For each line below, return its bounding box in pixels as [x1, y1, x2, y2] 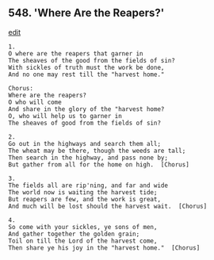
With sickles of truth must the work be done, [8, 63, 165, 71]
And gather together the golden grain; [8, 230, 140, 238]
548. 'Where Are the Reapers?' [8, 6, 165, 20]
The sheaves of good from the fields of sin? [8, 119, 161, 127]
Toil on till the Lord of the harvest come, [8, 237, 158, 245]
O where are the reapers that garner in [8, 49, 144, 58]
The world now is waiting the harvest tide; [8, 188, 158, 197]
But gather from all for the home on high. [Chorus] [8, 160, 190, 169]
